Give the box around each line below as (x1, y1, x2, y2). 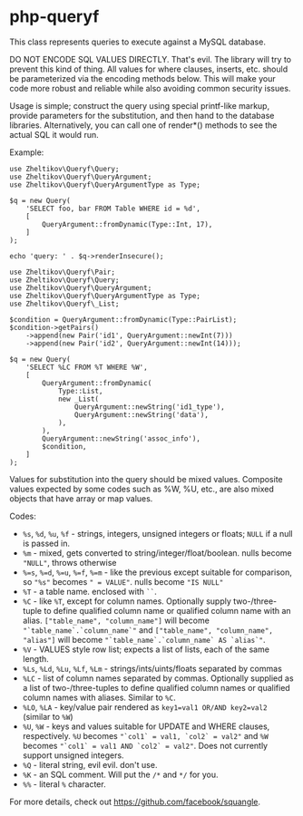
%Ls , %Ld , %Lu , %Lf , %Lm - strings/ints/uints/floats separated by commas (22, 663, 283, 674)
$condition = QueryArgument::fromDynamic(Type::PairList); (9, 315, 238, 324)
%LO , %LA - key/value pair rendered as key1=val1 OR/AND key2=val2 (22, 701, 268, 713)
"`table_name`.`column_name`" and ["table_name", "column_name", (22, 624, 274, 636)
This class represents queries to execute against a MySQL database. (9, 36, 266, 47)
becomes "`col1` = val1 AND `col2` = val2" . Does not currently (22, 740, 269, 751)
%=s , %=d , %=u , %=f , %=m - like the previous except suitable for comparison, (22, 567, 292, 578)
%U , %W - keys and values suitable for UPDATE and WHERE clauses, (22, 721, 270, 732)
